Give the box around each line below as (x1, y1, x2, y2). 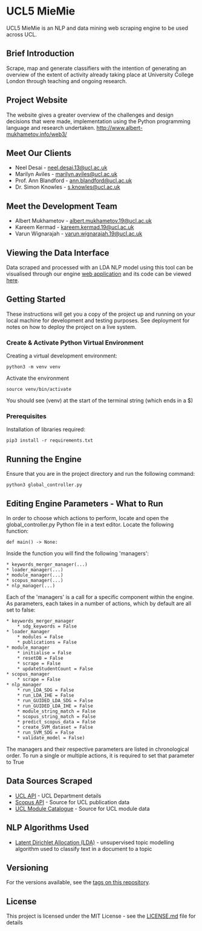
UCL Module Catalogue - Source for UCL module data (15, 805, 150, 812)
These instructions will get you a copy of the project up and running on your (6, 310, 195, 317)
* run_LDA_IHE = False (17, 692, 74, 699)
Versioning (6, 863, 48, 873)
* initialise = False (17, 650, 71, 656)
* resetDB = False (17, 655, 64, 662)
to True (6, 759, 24, 766)
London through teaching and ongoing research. (6, 77, 127, 84)
